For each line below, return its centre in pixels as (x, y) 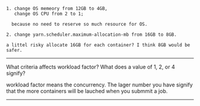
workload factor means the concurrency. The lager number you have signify (100, 85)
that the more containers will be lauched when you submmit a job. (87, 91)
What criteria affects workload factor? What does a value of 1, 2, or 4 (91, 67)
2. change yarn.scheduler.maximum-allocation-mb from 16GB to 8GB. (92, 35)
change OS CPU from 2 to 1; (49, 14)
